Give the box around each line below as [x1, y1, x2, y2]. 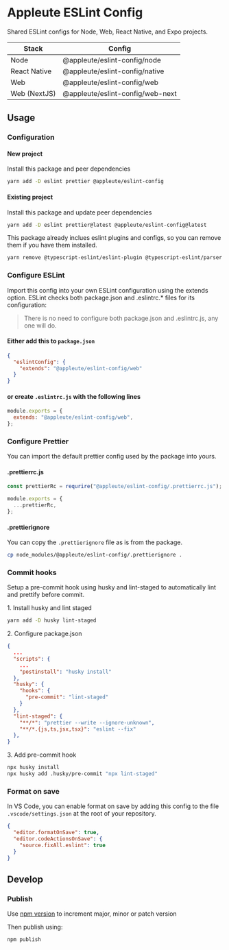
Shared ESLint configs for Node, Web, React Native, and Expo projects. [7, 27, 208, 36]
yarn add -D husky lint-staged [7, 617, 97, 624]
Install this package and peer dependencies [7, 165, 131, 173]
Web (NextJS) [10, 88, 56, 98]
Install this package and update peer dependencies [7, 208, 152, 217]
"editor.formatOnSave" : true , [13, 829, 99, 836]
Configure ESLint [7, 271, 65, 280]
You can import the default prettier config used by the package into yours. [7, 452, 217, 461]
